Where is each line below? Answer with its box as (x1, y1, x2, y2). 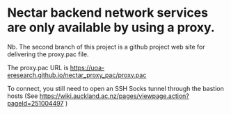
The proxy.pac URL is (7, 63, 69, 72)
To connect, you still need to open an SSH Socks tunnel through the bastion (7, 84, 225, 92)
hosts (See (7, 92, 38, 100)
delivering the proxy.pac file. (7, 50, 89, 58)
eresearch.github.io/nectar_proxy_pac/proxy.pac (7, 71, 147, 79)
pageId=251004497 (7, 99, 64, 107)
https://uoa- (70, 63, 105, 72)
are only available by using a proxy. (7, 19, 216, 35)
